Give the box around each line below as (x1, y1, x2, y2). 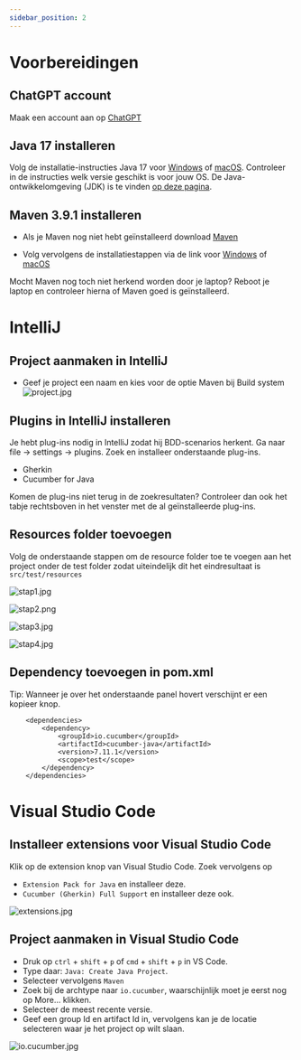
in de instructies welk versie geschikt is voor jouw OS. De (9, 172, 223, 183)
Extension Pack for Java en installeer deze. (22, 878, 187, 889)
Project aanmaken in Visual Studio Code (9, 932, 240, 947)
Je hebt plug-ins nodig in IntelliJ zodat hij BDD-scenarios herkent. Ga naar (9, 437, 286, 448)
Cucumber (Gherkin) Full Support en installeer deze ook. (22, 887, 234, 899)
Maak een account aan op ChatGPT (9, 112, 142, 123)
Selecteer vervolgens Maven (22, 975, 124, 986)
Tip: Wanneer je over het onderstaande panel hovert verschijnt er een (9, 689, 268, 699)
